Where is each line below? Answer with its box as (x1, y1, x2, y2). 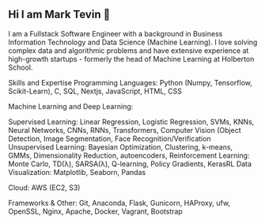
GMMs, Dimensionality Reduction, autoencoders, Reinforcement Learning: (8, 150, 250, 160)
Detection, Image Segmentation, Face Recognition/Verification (8, 134, 211, 143)
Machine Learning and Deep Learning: (8, 101, 134, 111)
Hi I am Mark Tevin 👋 (8, 8, 111, 21)
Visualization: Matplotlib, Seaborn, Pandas (8, 167, 146, 177)
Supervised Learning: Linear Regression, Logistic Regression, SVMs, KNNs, (8, 116, 255, 127)
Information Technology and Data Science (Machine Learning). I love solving (8, 37, 258, 47)
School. (8, 63, 33, 72)
